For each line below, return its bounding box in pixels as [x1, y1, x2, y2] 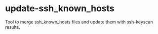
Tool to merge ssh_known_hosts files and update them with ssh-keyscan [5, 19, 153, 25]
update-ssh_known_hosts [5, 3, 115, 14]
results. [5, 24, 21, 30]
